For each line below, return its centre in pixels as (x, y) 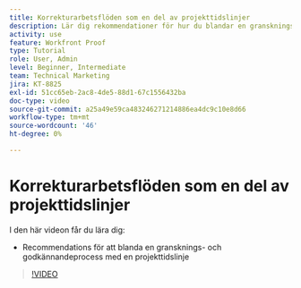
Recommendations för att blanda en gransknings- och (122, 247)
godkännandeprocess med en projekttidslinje (106, 257)
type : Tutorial (38, 51)
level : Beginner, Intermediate (68, 68)
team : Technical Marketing (60, 76)
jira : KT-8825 (36, 84)
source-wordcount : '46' (54, 126)
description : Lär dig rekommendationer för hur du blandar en (128, 26)
